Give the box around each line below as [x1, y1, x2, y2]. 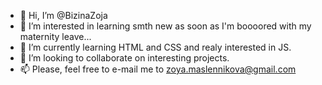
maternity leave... [19, 31, 92, 42]
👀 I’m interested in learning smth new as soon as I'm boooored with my [19, 20, 312, 32]
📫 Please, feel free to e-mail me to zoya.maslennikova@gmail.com [19, 63, 297, 75]
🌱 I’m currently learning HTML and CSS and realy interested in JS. [19, 41, 292, 53]
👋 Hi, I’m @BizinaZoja [19, 10, 108, 21]
